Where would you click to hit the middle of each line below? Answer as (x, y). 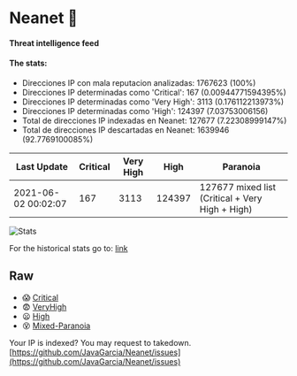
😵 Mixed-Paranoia (56, 326)
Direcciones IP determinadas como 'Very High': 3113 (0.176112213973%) (153, 102)
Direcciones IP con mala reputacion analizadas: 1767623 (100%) (139, 82)
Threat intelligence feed (54, 42)
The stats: (28, 63)
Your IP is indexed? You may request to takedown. (100, 342)
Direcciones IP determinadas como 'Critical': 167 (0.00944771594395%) (154, 92)
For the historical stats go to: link (69, 248)
